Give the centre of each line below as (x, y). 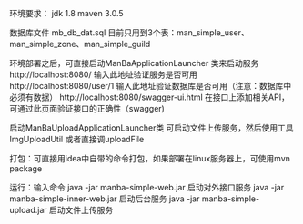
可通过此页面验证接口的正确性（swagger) (87, 108)
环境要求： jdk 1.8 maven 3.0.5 (67, 13)
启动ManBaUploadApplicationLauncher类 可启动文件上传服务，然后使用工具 (151, 128)
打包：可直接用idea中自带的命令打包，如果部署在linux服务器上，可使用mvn (150, 158)
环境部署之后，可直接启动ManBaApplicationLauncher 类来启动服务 (134, 63)
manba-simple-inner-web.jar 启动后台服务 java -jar (105, 199)
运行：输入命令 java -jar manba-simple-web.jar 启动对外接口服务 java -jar (147, 187)
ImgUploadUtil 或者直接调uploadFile (77, 139)
